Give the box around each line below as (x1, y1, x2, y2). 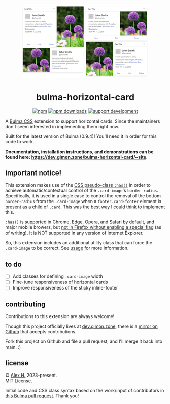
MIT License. (5, 378, 32, 384)
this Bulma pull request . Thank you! (5, 393, 79, 399)
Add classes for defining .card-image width (12, 273, 103, 279)
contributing (5, 300, 46, 308)
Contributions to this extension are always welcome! (5, 313, 115, 320)
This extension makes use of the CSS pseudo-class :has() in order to (5, 182, 151, 188)
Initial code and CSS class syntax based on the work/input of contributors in (5, 388, 164, 394)
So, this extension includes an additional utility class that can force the (5, 240, 153, 246)
